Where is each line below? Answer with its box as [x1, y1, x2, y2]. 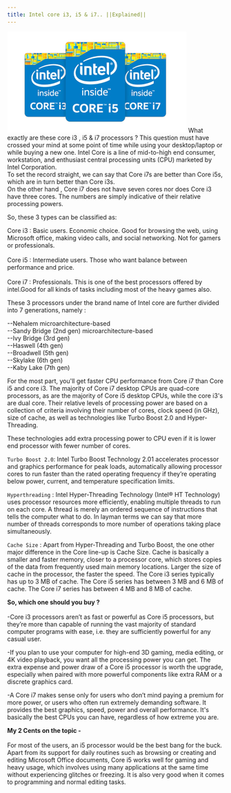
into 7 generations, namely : [7, 306, 86, 314]
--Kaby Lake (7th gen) [7, 363, 70, 371]
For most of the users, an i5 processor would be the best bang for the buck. [7, 740, 223, 749]
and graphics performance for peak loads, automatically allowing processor [7, 462, 223, 470]
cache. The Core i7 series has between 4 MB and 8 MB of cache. [7, 584, 193, 593]
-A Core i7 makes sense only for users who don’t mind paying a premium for [7, 691, 224, 699]
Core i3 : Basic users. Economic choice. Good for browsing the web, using [7, 226, 219, 234]
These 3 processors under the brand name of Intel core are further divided [7, 298, 219, 307]
